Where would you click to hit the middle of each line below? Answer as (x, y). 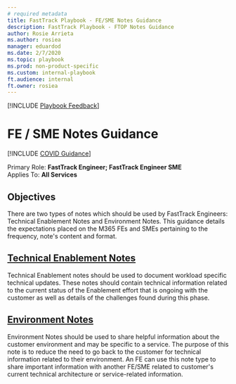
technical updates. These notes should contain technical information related (117, 283)
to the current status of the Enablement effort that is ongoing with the (108, 290)
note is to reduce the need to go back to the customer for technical (104, 352)
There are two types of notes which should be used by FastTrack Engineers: (118, 214)
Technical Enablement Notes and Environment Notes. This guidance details (116, 221)
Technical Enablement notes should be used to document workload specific (117, 275)
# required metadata (38, 14)
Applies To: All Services (42, 175)
